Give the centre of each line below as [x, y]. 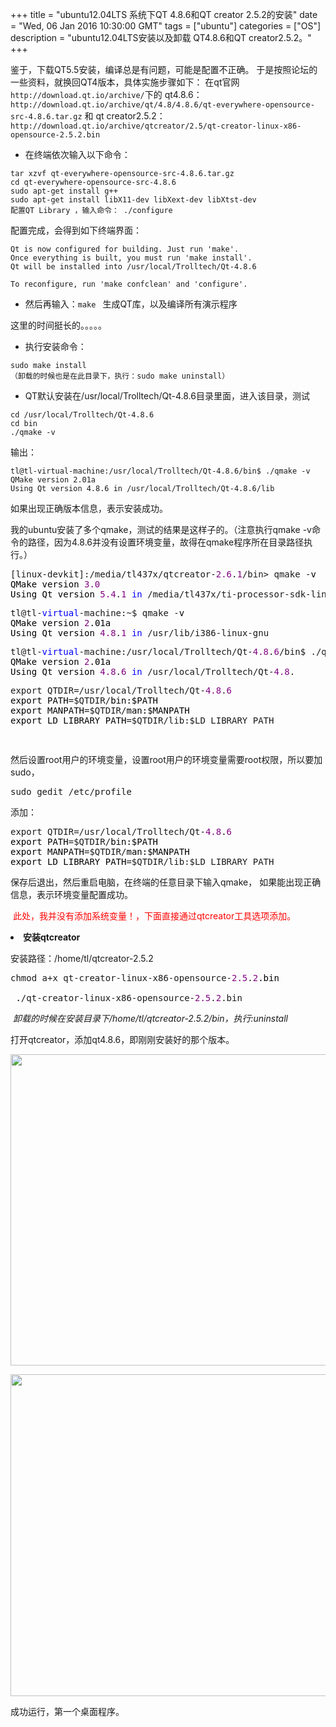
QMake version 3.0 [55, 584]
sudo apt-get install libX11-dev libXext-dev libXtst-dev [133, 200]
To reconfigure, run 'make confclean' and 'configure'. [129, 284]
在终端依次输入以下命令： [77, 154]
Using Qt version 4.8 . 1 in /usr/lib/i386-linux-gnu [140, 633]
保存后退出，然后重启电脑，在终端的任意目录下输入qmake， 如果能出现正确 [166, 882]
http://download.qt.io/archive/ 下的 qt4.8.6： [106, 94]
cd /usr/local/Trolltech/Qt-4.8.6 [82, 415]
